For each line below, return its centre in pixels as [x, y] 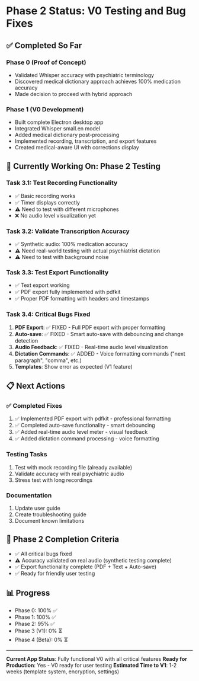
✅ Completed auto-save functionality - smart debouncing [85, 426]
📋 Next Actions [36, 386]
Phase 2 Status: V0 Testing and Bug [96, 11]
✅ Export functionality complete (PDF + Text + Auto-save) [86, 567]
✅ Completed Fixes [34, 406]
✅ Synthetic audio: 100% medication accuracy [71, 244]
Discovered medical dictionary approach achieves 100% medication [97, 81]
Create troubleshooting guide [51, 514]
